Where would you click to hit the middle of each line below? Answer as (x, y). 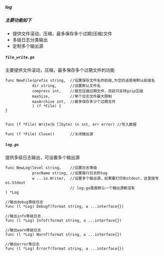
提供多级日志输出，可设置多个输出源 (42, 158)
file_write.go (20, 57)
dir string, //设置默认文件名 (66, 86)
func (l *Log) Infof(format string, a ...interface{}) (63, 221)
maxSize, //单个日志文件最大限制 (72, 97)
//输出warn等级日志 (23, 230)
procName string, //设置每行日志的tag (69, 173)
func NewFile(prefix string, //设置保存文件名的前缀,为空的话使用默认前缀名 (80, 81)
